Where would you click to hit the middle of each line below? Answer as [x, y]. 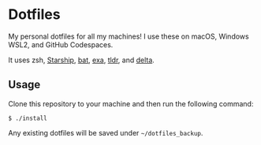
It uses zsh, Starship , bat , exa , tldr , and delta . [82, 60]
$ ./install [28, 118]
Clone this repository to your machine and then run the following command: [131, 103]
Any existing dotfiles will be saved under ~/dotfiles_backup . [106, 132]
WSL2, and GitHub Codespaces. [61, 44]
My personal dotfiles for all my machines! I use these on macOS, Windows [129, 36]
